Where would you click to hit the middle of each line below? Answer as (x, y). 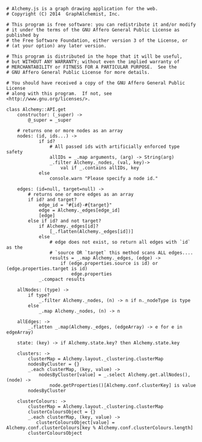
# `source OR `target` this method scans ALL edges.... (121, 253)
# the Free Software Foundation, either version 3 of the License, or (97, 41)
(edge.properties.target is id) (47, 269)
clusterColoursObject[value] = (75, 423)
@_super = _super (50, 120)
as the (15, 247)
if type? (39, 295)
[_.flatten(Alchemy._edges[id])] (92, 232)
